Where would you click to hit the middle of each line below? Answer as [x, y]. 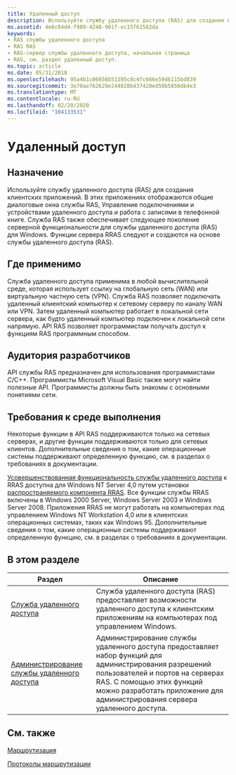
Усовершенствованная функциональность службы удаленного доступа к [117, 478]
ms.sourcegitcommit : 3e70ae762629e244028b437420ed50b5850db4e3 [102, 86]
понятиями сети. [32, 395]
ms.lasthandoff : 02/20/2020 [48, 106]
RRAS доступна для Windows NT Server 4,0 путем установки [98, 485]
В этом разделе [44, 559]
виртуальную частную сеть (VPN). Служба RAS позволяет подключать [114, 296]
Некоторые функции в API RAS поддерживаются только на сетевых [109, 434]
